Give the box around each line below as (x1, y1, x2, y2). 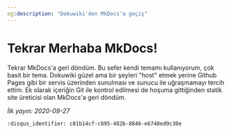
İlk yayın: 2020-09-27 (7, 106, 70, 115)
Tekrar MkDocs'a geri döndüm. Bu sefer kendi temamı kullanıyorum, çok (7, 64, 214, 72)
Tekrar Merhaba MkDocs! (7, 40, 158, 56)
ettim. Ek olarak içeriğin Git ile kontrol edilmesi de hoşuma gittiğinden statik (7, 85, 223, 94)
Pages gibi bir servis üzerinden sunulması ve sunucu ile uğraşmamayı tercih (7, 78, 225, 87)
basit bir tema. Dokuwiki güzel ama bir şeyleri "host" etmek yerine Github (7, 70, 217, 79)
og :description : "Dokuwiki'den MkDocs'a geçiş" (7, 10, 148, 17)
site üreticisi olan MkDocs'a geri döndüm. (7, 93, 127, 101)
